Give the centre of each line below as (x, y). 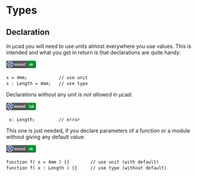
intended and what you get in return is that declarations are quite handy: (94, 53)
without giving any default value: (46, 137)
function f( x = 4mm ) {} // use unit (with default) (83, 162)
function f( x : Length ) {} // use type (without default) (86, 168)
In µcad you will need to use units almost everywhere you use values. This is (99, 46)
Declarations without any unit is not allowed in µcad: (69, 94)
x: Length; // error (44, 120)
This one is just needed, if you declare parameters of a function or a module (98, 131)
